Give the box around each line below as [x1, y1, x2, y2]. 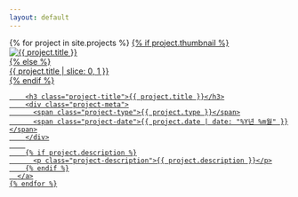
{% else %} [9, 56, 52, 67]
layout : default [9, 12, 69, 22]
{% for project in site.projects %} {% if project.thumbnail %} [9, 37, 230, 48]
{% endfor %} [9, 179, 58, 188]
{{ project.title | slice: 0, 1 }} [9, 66, 109, 76]
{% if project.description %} [25, 148, 138, 157]
